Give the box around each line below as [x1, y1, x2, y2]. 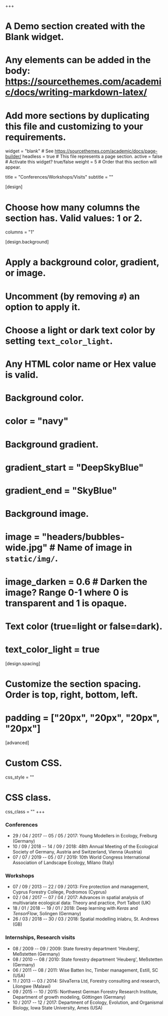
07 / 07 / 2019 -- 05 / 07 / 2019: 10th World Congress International [12, 854, 150, 860]
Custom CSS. [5, 757, 62, 768]
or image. [5, 267, 46, 279]
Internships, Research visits [5, 934, 76, 941]
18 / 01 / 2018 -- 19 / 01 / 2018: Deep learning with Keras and [12, 905, 138, 911]
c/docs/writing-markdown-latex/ [5, 87, 147, 98]
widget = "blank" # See [5, 148, 54, 154]
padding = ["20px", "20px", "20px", [5, 712, 160, 723]
